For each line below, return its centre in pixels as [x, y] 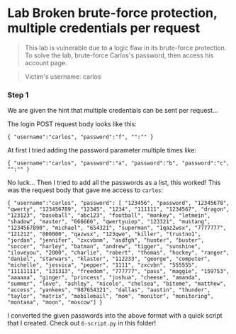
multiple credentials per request [104, 28]
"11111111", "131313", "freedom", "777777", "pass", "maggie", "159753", [119, 272]
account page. [46, 62]
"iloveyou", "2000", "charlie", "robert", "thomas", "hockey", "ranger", [119, 253]
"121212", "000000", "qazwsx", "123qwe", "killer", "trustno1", [104, 234]
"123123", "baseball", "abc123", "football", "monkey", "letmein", [109, 216]
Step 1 [18, 95]
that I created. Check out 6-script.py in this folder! [82, 323]
